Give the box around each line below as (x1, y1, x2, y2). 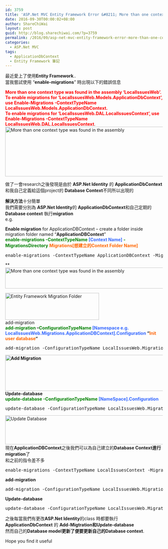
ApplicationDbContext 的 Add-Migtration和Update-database (5, 522, 134, 528)
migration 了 (5, 451, 30, 457)
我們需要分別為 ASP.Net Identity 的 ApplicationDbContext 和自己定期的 (5, 204, 152, 210)
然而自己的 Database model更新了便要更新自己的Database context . (5, 528, 144, 534)
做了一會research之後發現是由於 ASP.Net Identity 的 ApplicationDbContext (5, 181, 162, 187)
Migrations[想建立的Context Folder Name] (49, 242, 138, 248)
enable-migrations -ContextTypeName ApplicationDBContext (5, 252, 150, 258)
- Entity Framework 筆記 (9, 59, 60, 64)
